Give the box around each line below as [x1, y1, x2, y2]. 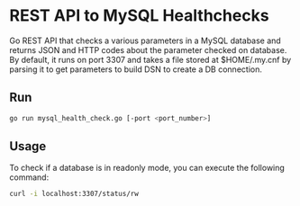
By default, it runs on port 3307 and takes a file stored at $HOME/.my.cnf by [9, 54, 292, 65]
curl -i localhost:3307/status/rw [9, 190, 140, 199]
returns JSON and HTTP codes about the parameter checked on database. [9, 44, 287, 55]
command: [9, 172, 50, 183]
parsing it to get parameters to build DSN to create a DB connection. [9, 64, 263, 75]
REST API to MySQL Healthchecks [9, 5, 269, 26]
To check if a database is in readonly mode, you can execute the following [9, 163, 286, 174]
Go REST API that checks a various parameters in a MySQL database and [9, 35, 281, 46]
